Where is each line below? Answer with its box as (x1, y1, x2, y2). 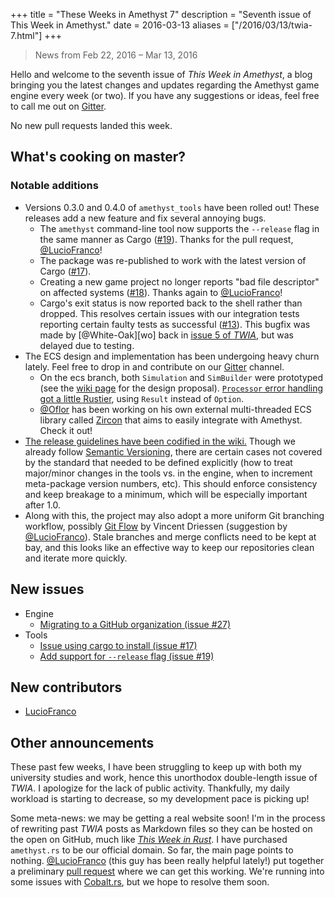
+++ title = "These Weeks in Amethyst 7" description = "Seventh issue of (10, 9, 312, 20)
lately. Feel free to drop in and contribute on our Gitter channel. (24, 360, 285, 373)
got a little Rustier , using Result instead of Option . (39, 392, 244, 404)
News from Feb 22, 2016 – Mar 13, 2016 (34, 49, 198, 61)
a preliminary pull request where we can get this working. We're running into (10, 865, 325, 878)
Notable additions (10, 179, 99, 193)
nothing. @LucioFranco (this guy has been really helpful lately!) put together (10, 855, 325, 867)
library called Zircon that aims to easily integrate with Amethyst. (39, 414, 303, 426)
